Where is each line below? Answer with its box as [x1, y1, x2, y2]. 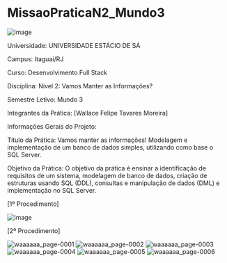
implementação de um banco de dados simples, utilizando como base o [7, 143, 214, 151]
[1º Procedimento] [7, 200, 59, 208]
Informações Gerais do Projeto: [7, 122, 97, 130]
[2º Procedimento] [7, 226, 61, 234]
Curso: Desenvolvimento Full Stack [7, 68, 108, 77]
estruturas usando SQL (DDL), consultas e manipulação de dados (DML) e [7, 179, 221, 187]
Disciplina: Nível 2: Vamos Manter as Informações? [7, 81, 153, 90]
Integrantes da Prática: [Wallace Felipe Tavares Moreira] [7, 109, 169, 117]
